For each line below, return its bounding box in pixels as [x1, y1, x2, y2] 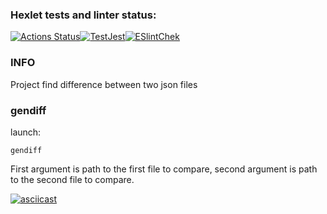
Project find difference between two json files [10, 78, 198, 90]
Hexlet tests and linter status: [10, 8, 157, 22]
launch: [10, 126, 42, 138]
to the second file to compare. [10, 173, 135, 185]
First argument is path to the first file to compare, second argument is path [10, 163, 318, 175]
